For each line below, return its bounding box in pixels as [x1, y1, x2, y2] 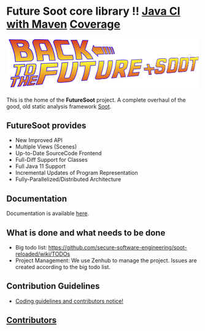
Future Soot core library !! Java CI [6, 4, 180, 18]
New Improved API [15, 137, 63, 144]
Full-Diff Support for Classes [15, 156, 88, 164]
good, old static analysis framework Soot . [6, 102, 112, 110]
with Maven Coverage [6, 17, 121, 31]
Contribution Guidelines [6, 281, 100, 292]
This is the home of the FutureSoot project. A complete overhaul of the [6, 96, 186, 104]
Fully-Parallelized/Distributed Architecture [15, 176, 122, 183]
